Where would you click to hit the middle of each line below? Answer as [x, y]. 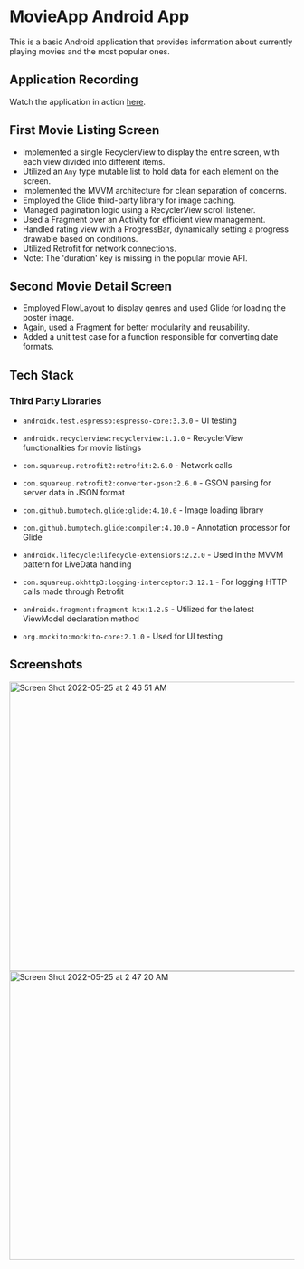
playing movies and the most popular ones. [90, 51]
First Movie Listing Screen [85, 130]
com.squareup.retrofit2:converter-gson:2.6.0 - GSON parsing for [147, 483]
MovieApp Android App [100, 17]
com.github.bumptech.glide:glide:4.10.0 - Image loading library [143, 510]
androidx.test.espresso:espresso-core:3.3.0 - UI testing [129, 421]
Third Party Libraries [56, 400]
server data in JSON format [73, 493]
